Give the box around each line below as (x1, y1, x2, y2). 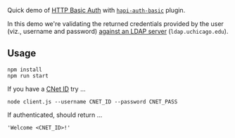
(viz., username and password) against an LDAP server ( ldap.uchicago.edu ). (7, 27, 229, 35)
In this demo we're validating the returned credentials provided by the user (7, 20, 224, 27)
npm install (7, 66, 42, 73)
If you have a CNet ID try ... (7, 84, 86, 93)
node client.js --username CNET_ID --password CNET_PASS (7, 98, 178, 105)
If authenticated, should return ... (7, 111, 103, 119)
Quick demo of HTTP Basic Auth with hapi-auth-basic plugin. (7, 6, 186, 14)
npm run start (7, 72, 49, 80)
